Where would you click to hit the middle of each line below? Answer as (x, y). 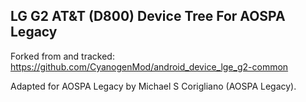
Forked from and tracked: (62, 56)
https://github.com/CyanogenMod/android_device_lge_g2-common (149, 66)
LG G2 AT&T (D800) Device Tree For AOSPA (148, 16)
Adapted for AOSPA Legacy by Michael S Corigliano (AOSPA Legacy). (153, 86)
